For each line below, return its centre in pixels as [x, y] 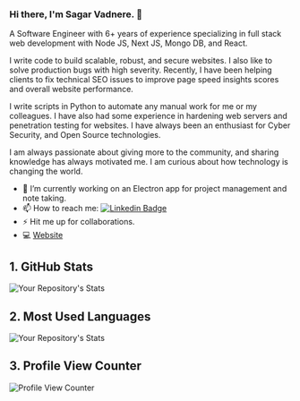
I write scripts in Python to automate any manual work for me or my [133, 107]
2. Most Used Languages [80, 316]
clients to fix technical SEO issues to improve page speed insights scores [144, 80]
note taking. [44, 198]
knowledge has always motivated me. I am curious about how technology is [149, 162]
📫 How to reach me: [60, 209]
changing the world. [46, 171]
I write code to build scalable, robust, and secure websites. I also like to [141, 61]
